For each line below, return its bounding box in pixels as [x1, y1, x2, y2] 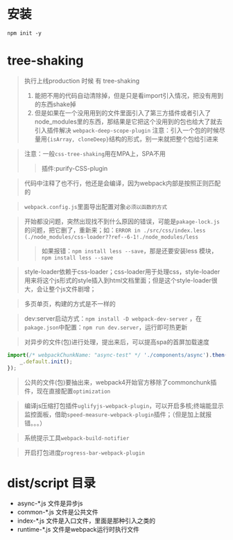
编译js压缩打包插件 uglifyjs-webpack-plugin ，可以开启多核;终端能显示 [24, 401, 224, 410]
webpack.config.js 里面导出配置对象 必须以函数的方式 [24, 202, 168, 210]
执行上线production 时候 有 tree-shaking [24, 76, 140, 85]
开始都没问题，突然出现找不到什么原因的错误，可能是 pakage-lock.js [24, 217, 221, 226]
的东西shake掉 [34, 100, 76, 108]
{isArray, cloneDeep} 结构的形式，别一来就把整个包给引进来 [46, 135, 218, 143]
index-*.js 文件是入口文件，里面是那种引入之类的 [17, 516, 156, 525]
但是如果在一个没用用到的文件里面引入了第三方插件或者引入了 [34, 108, 212, 117]
